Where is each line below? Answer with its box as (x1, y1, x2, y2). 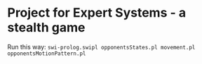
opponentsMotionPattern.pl (7, 50, 86, 57)
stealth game (7, 19, 86, 35)
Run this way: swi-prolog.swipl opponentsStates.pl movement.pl (7, 42, 196, 51)
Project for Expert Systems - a (7, 5, 187, 21)
